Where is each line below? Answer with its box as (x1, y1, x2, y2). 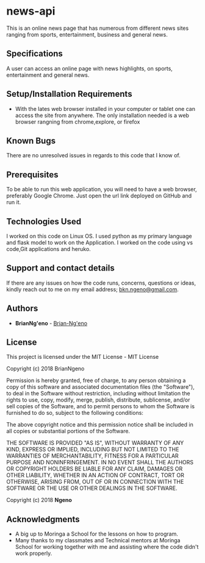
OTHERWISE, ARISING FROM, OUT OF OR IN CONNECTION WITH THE (6, 478, 184, 486)
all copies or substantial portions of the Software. (6, 428, 130, 435)
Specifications (6, 49, 63, 59)
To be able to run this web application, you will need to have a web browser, (6, 186, 197, 193)
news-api (6, 4, 56, 18)
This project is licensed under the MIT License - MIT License (6, 353, 159, 361)
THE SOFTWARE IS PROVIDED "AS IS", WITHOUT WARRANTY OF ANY (6, 439, 184, 447)
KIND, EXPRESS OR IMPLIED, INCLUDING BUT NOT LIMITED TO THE (6, 446, 179, 453)
